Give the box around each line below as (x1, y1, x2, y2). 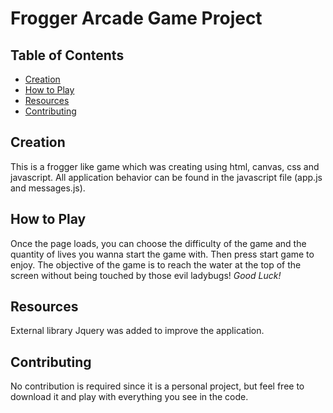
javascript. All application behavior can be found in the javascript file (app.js (10, 171, 323, 183)
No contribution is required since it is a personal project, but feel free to (10, 380, 305, 392)
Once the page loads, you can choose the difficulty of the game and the (10, 237, 307, 249)
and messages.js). (10, 182, 86, 194)
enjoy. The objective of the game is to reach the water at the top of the (10, 258, 302, 271)
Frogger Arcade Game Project (10, 7, 263, 30)
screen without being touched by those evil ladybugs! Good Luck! (10, 269, 282, 281)
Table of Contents (10, 47, 125, 64)
